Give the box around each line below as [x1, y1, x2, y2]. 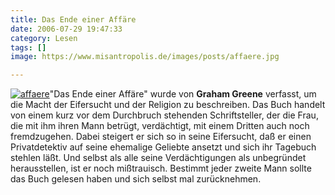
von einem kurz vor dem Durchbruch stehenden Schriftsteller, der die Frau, [10, 109, 319, 121]
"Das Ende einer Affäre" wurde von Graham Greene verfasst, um [49, 88, 317, 100]
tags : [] [10, 42, 47, 53]
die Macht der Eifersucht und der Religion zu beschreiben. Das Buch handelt [10, 99, 326, 111]
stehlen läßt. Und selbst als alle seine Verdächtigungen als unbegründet [10, 152, 307, 164]
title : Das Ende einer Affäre [10, 14, 137, 25]
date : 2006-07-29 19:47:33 [10, 24, 123, 34]
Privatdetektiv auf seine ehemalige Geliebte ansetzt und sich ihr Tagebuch [10, 141, 317, 153]
